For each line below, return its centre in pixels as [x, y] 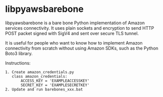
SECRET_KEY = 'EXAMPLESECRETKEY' [55, 85]
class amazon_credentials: [40, 76]
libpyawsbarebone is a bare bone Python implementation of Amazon [75, 23]
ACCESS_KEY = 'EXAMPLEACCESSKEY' [55, 81]
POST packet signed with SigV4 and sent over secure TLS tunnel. [72, 33]
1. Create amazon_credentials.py [40, 72]
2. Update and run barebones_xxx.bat [44, 89]
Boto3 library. [19, 53]
